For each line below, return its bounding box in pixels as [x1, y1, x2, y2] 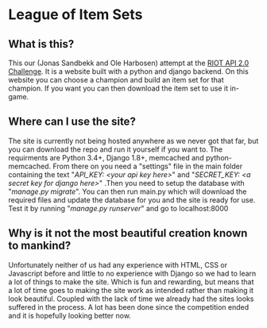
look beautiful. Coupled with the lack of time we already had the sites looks [8, 294, 254, 303]
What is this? [8, 37, 75, 51]
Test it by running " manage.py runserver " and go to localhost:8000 [8, 203, 229, 213]
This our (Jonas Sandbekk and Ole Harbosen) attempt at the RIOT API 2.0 [8, 58, 250, 68]
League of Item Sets [8, 6, 143, 24]
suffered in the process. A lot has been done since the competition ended [8, 302, 250, 311]
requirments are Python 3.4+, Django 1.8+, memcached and [8, 152, 204, 162]
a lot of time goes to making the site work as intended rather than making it [8, 285, 254, 295]
